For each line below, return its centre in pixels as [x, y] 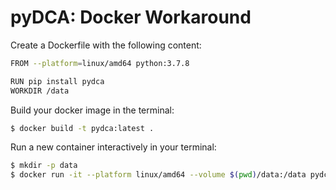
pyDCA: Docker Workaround [131, 17]
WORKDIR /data [40, 91]
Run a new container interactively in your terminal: [113, 147]
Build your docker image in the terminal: [92, 110]
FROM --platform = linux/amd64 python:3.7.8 [100, 63]
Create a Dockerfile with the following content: [106, 45]
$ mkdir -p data [44, 166]
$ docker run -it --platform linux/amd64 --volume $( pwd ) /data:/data [158, 175]
